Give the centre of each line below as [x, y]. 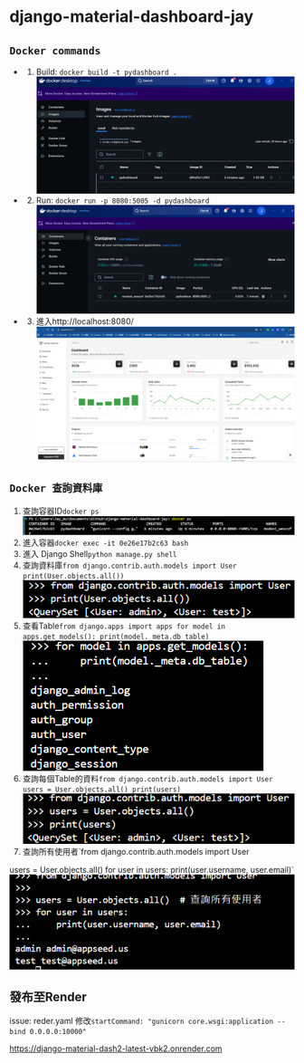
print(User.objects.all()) [73, 577]
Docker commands [55, 50]
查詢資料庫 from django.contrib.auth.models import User [129, 565]
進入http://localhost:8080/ [85, 321]
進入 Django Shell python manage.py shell [100, 554]
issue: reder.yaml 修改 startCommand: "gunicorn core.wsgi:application [142, 1020]
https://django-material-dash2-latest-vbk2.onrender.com [116, 1049]
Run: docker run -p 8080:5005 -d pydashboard [123, 200]
